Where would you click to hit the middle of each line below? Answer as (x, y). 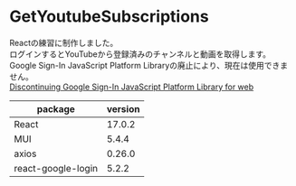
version (123, 108)
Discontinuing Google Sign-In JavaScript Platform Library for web (132, 87)
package (56, 108)
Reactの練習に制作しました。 (64, 42)
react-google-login (56, 168)
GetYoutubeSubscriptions (110, 17)
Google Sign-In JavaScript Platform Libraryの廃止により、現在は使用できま (148, 65)
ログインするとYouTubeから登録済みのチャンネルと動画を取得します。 (140, 54)
